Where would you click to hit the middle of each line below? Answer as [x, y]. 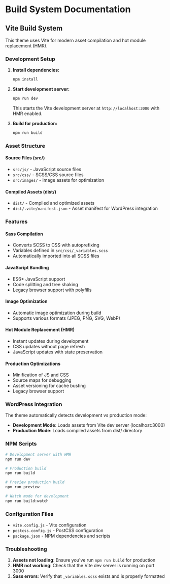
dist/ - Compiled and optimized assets [54, 203]
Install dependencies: [36, 70]
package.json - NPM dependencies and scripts [61, 536]
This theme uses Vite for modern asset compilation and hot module [76, 40]
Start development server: [41, 89]
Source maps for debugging [42, 380]
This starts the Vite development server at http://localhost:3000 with [86, 108]
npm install [25, 79]
